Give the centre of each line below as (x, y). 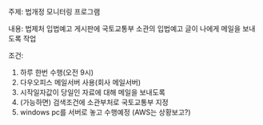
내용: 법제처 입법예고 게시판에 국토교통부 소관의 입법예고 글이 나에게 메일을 (125, 29)
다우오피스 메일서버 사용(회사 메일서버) (80, 82)
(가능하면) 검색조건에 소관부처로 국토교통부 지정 (94, 102)
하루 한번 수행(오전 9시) (57, 72)
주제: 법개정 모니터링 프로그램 (54, 12)
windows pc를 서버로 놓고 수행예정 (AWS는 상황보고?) (105, 112)
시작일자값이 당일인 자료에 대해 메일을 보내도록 (92, 92)
